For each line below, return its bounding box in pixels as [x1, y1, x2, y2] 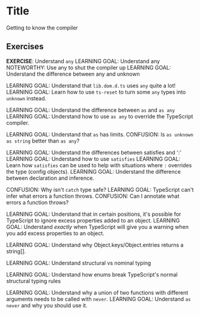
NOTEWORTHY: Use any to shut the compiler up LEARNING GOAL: [6, 64, 171, 71]
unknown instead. [6, 94, 47, 102]
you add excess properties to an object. [6, 230, 105, 237]
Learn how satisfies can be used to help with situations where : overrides [6, 161, 192, 169]
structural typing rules [6, 277, 61, 284]
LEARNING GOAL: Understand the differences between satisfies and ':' [6, 148, 182, 156]
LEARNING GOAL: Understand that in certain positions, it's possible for [6, 210, 181, 218]
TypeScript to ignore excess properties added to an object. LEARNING [6, 216, 180, 224]
